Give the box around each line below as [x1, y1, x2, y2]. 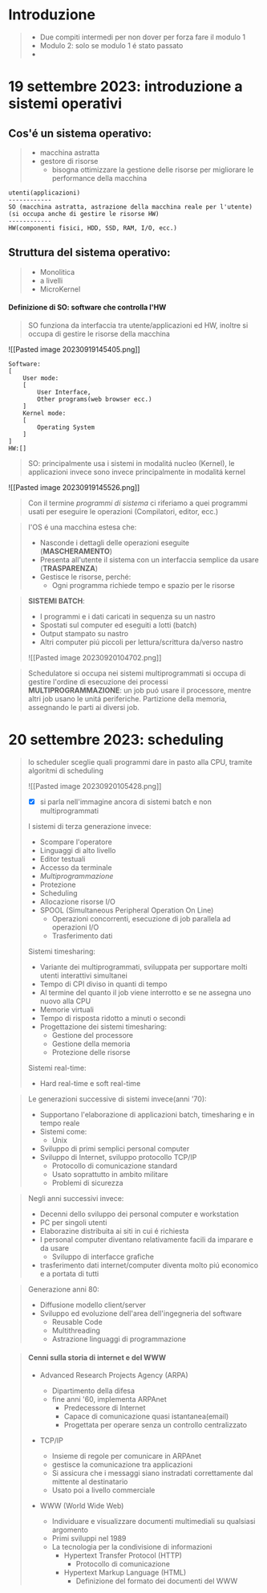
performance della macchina [51, 173, 148, 182]
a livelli [39, 276, 63, 285]
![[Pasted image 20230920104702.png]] [27, 652, 162, 662]
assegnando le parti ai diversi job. [27, 702, 140, 712]
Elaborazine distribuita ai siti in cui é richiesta [39, 1226, 189, 1236]
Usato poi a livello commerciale [51, 1485, 156, 1495]
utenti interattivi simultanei [39, 970, 128, 980]
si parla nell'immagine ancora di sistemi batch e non [39, 797, 212, 807]
